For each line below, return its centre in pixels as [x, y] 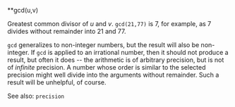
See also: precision [36, 96]
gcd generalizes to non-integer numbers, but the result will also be [103, 45]
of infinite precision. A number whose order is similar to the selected [107, 67]
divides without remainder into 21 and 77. [67, 31]
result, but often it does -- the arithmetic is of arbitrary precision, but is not [116, 60]
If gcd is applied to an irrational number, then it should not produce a [129, 52]
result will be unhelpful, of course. [57, 82]
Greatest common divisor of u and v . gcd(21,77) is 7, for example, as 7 [109, 24]
